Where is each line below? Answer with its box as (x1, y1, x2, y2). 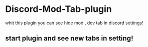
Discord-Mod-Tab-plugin (5, 3, 112, 15)
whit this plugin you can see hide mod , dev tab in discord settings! (5, 20, 143, 26)
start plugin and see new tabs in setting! (5, 34, 133, 43)
